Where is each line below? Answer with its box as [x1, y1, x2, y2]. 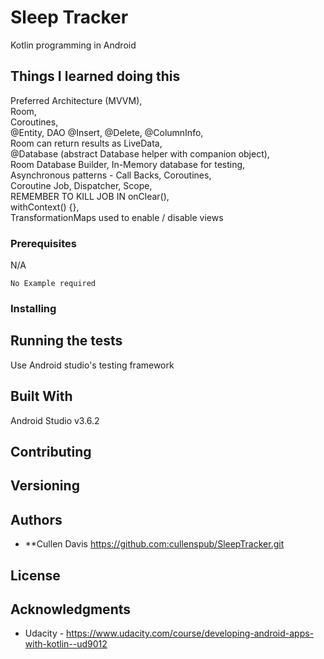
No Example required [10, 279, 97, 289]
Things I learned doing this [10, 68, 181, 85]
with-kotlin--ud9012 [24, 638, 108, 650]
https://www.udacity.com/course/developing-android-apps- [66, 627, 315, 640]
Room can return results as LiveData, [10, 137, 163, 149]
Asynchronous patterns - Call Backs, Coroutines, [10, 169, 212, 181]
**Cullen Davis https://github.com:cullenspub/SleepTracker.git [24, 538, 285, 550]
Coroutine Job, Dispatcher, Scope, [10, 179, 153, 191]
